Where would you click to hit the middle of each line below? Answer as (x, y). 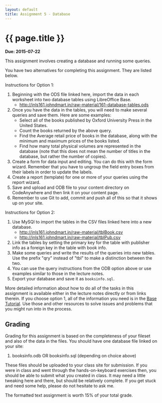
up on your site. (28, 203)
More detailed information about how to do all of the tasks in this (70, 288)
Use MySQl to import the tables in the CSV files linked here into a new (82, 222)
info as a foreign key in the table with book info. (59, 248)
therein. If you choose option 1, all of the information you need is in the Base (81, 299)
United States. (33, 126)
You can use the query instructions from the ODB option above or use (82, 269)
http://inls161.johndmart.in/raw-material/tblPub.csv (70, 238)
